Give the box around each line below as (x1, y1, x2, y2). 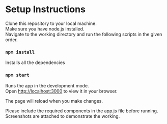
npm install (5, 49, 35, 55)
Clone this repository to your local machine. (5, 20, 97, 26)
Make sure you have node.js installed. (5, 25, 85, 32)
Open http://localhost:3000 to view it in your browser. (5, 88, 118, 94)
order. (5, 37, 18, 43)
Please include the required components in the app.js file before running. (5, 108, 158, 114)
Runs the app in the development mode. (5, 82, 89, 88)
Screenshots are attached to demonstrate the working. (5, 113, 120, 119)
